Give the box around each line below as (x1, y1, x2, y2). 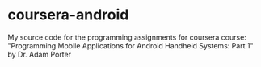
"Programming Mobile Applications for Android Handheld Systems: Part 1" (7, 40, 254, 50)
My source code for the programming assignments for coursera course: (7, 32, 247, 42)
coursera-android (7, 6, 129, 24)
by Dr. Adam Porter (7, 49, 72, 59)
